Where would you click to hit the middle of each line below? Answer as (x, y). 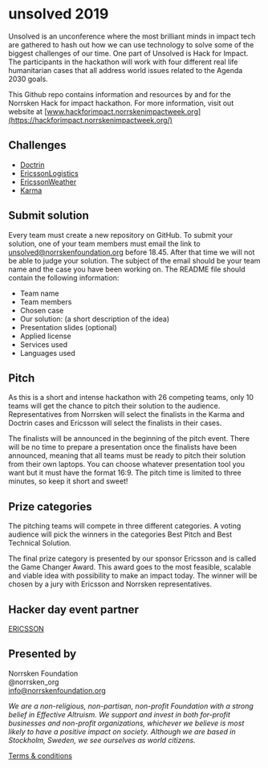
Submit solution (49, 216)
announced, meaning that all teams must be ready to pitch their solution (127, 455)
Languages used (48, 353)
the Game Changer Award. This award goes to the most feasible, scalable (130, 567)
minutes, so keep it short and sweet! (68, 481)
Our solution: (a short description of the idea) (95, 319)
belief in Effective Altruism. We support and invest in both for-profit (120, 714)
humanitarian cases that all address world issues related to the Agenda (126, 70)
